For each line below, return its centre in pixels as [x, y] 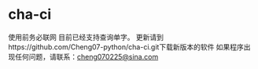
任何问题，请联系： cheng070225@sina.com [87, 56]
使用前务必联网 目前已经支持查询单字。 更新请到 [86, 37]
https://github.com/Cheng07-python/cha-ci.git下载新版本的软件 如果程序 [126, 47]
